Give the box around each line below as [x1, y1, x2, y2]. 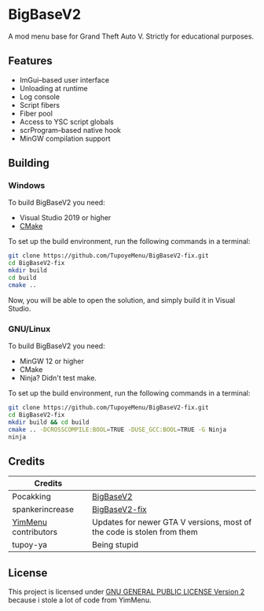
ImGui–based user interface [19, 75, 110, 84]
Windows [8, 180, 46, 191]
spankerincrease [12, 504, 75, 515]
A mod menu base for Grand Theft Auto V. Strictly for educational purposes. [8, 31, 254, 41]
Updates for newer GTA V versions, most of [91, 517, 252, 528]
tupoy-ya [12, 539, 48, 550]
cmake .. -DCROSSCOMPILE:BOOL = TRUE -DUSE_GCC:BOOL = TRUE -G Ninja [8, 425, 226, 433]
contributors [12, 527, 57, 538]
